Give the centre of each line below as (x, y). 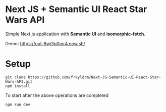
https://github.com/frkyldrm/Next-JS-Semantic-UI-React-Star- (94, 77)
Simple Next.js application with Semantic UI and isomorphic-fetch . (75, 34)
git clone (16, 77)
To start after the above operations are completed (57, 95)
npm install (18, 86)
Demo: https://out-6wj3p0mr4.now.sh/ (45, 43)
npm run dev (18, 104)
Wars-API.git (19, 81)
